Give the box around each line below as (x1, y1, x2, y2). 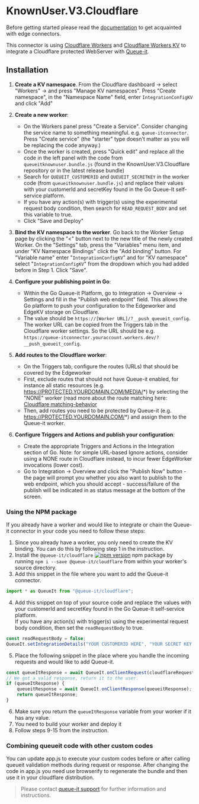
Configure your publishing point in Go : (14, 277, 111, 285)
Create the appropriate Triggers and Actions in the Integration (23, 442, 175, 449)
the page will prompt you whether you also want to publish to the (23, 474, 182, 481)
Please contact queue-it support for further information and (20, 786, 166, 793)
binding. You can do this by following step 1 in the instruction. (14, 545, 165, 553)
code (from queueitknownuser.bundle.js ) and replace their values (23, 179, 184, 186)
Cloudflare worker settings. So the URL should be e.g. (23, 327, 155, 334)
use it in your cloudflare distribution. (6, 774, 95, 781)
